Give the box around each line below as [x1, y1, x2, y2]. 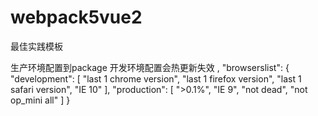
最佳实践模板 [10, 40, 63, 52]
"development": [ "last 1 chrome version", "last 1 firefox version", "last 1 [10, 72, 302, 85]
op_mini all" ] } [10, 94, 71, 106]
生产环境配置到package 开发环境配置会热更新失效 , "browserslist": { [10, 61, 290, 73]
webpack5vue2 [10, 6, 143, 29]
